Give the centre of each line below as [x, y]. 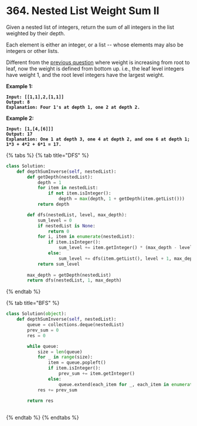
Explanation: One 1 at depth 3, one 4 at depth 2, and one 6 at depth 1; [98, 139]
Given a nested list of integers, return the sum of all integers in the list [90, 27]
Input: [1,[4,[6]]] [30, 129]
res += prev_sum [57, 390]
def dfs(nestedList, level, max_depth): [77, 215]
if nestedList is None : [66, 226]
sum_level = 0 [55, 220]
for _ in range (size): [65, 357]
